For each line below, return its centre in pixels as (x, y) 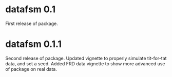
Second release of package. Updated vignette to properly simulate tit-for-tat (86, 58)
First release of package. (32, 23)
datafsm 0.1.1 (33, 44)
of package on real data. (31, 69)
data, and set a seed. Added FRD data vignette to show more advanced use (85, 63)
